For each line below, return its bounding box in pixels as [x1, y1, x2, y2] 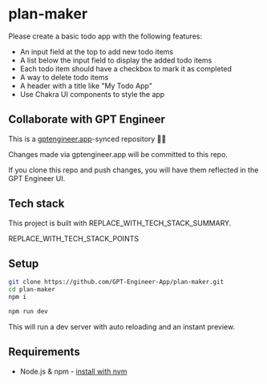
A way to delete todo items [19, 72, 109, 82]
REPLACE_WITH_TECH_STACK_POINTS [8, 233, 139, 243]
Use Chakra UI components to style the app [19, 89, 165, 99]
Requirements [8, 346, 80, 359]
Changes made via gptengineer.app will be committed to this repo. [8, 149, 229, 159]
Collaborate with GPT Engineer [8, 113, 166, 127]
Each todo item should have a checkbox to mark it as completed [19, 63, 233, 73]
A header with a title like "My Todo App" [19, 81, 152, 91]
